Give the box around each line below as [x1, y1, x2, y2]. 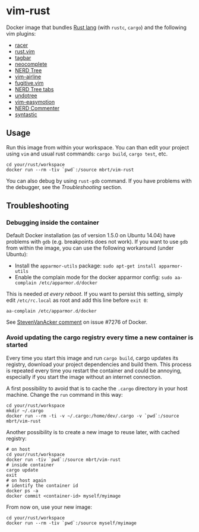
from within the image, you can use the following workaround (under [6, 244, 174, 251]
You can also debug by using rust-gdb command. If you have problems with [6, 177, 192, 184]
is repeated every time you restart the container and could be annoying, [6, 367, 182, 374]
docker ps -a [6, 488, 39, 493]
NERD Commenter [14, 104, 60, 112]
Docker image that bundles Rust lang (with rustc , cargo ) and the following [6, 24, 187, 31]
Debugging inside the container [6, 218, 99, 227]
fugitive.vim [14, 79, 44, 87]
